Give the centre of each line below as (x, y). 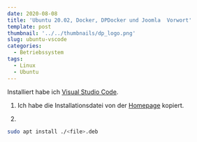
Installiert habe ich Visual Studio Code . (63, 92)
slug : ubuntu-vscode (37, 40)
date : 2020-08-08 (32, 14)
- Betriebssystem (39, 53)
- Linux (25, 65)
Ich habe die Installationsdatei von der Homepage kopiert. (101, 105)
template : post (29, 26)
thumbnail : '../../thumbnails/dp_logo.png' (72, 33)
